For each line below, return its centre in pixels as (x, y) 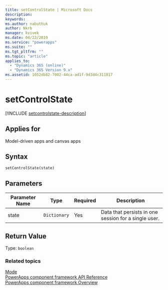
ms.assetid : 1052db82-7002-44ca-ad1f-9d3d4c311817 (59, 75)
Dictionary (56, 215)
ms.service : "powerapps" (31, 42)
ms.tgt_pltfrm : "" (24, 51)
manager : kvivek (22, 33)
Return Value (26, 236)
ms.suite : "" (19, 47)
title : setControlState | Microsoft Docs (49, 10)
